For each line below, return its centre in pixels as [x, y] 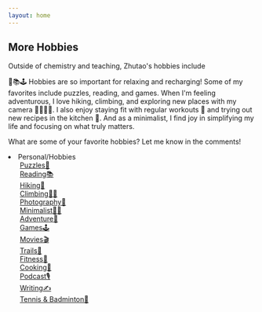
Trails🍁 [31, 251]
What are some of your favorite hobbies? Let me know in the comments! [125, 141]
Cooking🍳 [35, 267]
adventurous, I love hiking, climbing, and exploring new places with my [122, 101]
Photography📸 [43, 202]
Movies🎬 [34, 240]
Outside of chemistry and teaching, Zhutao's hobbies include [107, 66]
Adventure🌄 [39, 219]
